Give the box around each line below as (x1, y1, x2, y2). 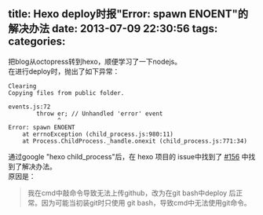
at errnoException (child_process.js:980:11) (22, 130, 174, 138)
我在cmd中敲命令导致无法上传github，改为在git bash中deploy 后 (27, 188, 236, 198)
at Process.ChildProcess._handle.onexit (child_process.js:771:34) (22, 137, 247, 145)
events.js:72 (8, 103, 51, 111)
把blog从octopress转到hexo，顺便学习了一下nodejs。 (8, 56, 182, 66)
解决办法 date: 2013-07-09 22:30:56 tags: (8, 22, 218, 35)
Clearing (8, 82, 37, 90)
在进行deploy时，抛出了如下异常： (8, 66, 120, 76)
